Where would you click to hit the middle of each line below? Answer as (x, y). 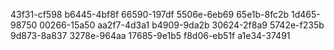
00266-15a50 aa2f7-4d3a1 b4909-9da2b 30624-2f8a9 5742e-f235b (182, 25)
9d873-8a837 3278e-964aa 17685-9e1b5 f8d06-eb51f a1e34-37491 (150, 35)
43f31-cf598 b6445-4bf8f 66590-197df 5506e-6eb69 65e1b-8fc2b (150, 14)
